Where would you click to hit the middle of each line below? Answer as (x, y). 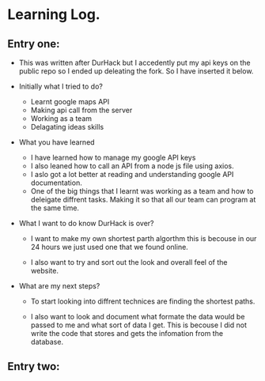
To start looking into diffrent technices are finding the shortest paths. (143, 301)
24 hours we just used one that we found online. (110, 247)
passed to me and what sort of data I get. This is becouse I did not (138, 325)
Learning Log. (54, 15)
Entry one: (34, 44)
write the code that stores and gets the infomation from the (127, 333)
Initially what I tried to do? (61, 86)
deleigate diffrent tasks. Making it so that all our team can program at (143, 200)
